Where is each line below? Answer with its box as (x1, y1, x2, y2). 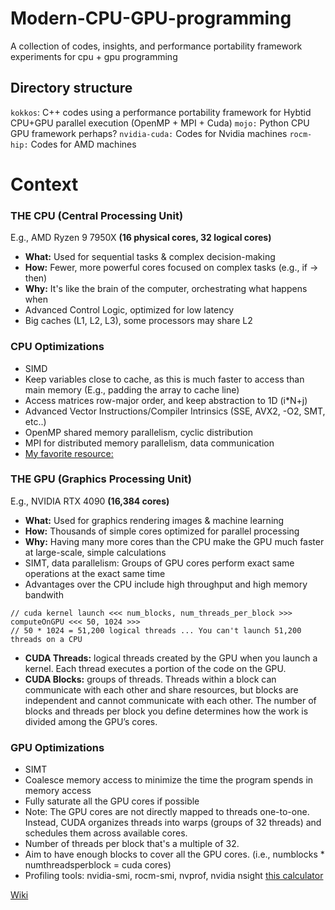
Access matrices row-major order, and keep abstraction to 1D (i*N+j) (24, 394, 308, 406)
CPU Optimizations (10, 340, 105, 354)
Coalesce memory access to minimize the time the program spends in (24, 774, 314, 786)
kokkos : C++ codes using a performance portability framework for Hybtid (10, 106, 312, 118)
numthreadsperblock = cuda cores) (24, 859, 172, 871)
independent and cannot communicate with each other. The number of (24, 694, 317, 706)
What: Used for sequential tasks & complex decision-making (24, 251, 276, 263)
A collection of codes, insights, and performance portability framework (10, 40, 303, 52)
